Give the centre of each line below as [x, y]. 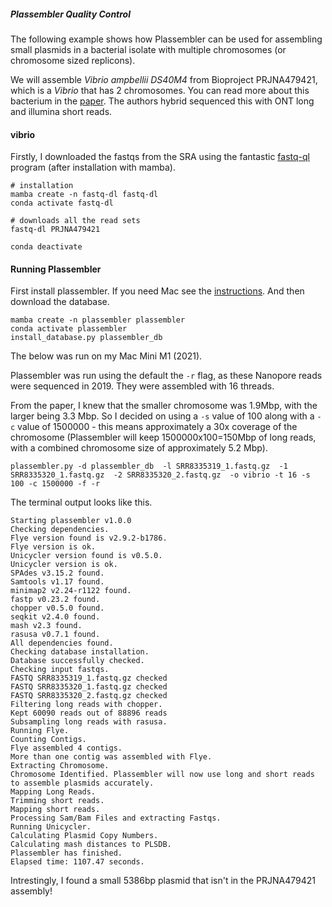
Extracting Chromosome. [60, 766]
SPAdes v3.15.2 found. [57, 573]
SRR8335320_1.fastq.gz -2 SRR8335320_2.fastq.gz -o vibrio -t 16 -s [160, 475]
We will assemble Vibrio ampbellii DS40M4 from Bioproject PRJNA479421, [164, 79]
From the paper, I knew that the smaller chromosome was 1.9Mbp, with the [164, 406]
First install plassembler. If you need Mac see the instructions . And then [157, 291]
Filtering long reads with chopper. [86, 705]
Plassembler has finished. [66, 853]
